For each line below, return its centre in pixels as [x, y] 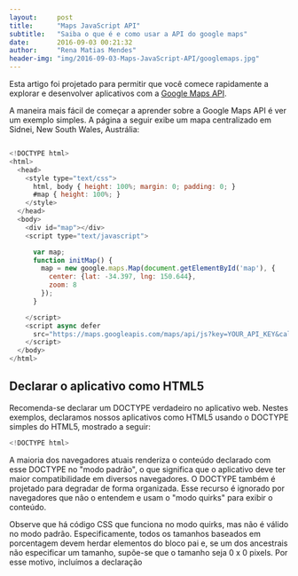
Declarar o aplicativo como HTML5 [107, 387]
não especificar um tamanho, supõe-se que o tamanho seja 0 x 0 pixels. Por [149, 552]
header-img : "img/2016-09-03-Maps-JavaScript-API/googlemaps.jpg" [134, 59]
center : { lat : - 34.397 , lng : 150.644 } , [122, 277]
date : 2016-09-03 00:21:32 [71, 42]
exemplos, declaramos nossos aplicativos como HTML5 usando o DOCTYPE [149, 417]
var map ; [49, 252]
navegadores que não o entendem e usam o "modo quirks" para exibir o [141, 497]
